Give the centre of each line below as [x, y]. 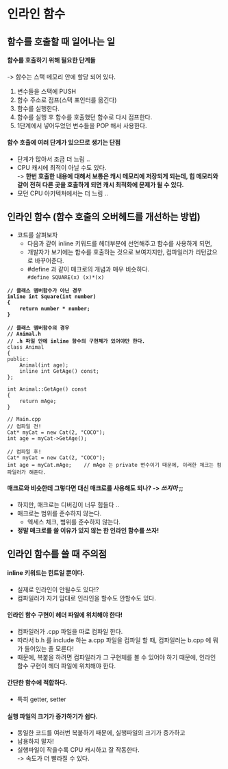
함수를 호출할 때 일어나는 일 [61, 41]
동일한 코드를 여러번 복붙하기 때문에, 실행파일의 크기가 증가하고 [101, 733]
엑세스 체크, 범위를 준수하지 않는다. [74, 522]
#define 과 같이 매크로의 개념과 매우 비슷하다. [88, 269]
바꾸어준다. [49, 260]
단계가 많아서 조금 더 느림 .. [53, 159]
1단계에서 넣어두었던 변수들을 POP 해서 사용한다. [82, 125]
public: [18, 359]
